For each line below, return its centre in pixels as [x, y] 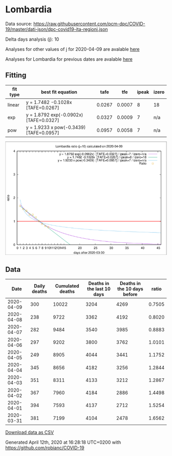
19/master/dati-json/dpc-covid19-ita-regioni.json [57, 29]
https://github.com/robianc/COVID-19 [45, 448]
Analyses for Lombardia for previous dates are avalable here [69, 59]
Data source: [19, 24]
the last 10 [99, 289]
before [130, 294]
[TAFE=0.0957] [42, 133]
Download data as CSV [30, 432]
